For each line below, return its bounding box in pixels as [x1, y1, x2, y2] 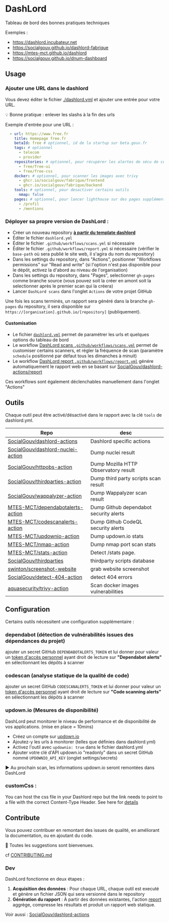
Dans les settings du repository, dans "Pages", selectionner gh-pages [12, 272, 155, 278]
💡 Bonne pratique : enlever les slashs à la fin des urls [5, 111, 115, 117]
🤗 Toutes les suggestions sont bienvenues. [5, 842, 94, 848]
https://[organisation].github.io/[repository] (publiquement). [5, 309, 141, 315]
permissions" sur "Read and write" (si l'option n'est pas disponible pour [12, 261, 161, 267]
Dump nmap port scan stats [90, 541, 156, 548]
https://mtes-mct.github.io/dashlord [12, 50, 87, 56]
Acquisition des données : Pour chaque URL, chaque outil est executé [12, 885, 159, 891]
